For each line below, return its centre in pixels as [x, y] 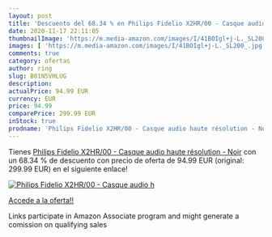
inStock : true [32, 121]
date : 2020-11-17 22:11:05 [54, 31]
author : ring [30, 69]
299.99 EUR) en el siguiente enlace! [68, 169]
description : [30, 83]
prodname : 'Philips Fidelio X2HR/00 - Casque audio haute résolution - [132, 129]
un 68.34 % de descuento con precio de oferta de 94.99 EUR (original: [126, 160]
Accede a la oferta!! [41, 200]
